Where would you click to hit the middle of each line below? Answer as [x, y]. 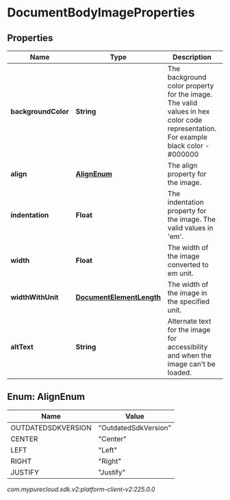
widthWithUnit [35, 297]
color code [185, 120]
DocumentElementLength [118, 297]
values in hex [189, 111]
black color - [189, 146]
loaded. [179, 373]
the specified [189, 301]
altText [22, 347]
